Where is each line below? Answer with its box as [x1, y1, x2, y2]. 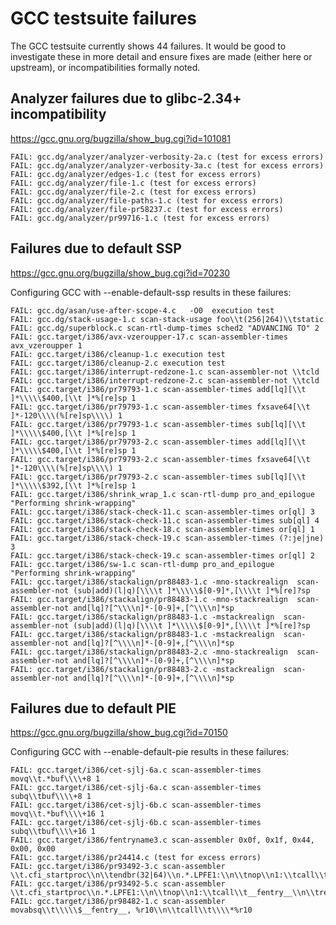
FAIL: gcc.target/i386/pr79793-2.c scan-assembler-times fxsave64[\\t [10, 454, 311, 464]
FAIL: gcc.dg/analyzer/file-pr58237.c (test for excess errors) [10, 204, 284, 214]
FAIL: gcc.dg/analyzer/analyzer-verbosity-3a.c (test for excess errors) [10, 160, 325, 171]
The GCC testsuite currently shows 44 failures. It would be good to [10, 40, 287, 52]
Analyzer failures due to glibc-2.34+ [10, 90, 242, 107]
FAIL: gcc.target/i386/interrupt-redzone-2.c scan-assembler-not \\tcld [10, 375, 320, 386]
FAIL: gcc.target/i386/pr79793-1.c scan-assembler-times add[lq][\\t [10, 384, 307, 394]
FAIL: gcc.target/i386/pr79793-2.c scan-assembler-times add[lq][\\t [10, 437, 307, 447]
